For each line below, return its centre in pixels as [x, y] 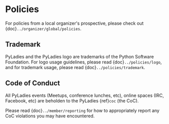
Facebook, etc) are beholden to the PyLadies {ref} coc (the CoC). [72, 101]
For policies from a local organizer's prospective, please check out [74, 23]
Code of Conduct [33, 83]
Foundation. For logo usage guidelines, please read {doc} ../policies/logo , [83, 62]
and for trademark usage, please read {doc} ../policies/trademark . [75, 67]
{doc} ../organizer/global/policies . [43, 28]
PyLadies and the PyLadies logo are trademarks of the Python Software [79, 56]
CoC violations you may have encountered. [50, 116]
